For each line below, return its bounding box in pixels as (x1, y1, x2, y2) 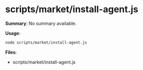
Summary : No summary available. (5, 20, 77, 26)
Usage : (5, 30, 21, 36)
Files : (5, 49, 17, 55)
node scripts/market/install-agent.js (5, 40, 87, 45)
